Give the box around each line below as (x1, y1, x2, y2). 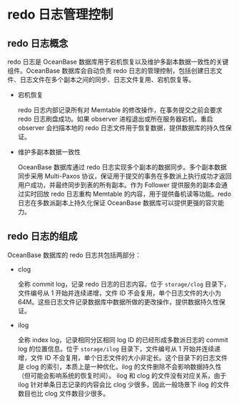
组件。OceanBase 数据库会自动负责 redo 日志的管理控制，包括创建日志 (7, 66, 216, 75)
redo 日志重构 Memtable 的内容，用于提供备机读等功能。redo (51, 190, 232, 198)
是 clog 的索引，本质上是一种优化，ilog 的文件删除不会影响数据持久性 (17, 362, 222, 371)
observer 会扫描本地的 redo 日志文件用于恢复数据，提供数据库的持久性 (17, 124, 226, 132)
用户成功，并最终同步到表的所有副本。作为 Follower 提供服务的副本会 (17, 181, 222, 189)
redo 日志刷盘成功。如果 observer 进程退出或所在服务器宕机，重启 (17, 115, 213, 123)
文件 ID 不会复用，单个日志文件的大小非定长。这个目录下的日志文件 (30, 353, 228, 361)
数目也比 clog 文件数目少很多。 (17, 389, 110, 397)
